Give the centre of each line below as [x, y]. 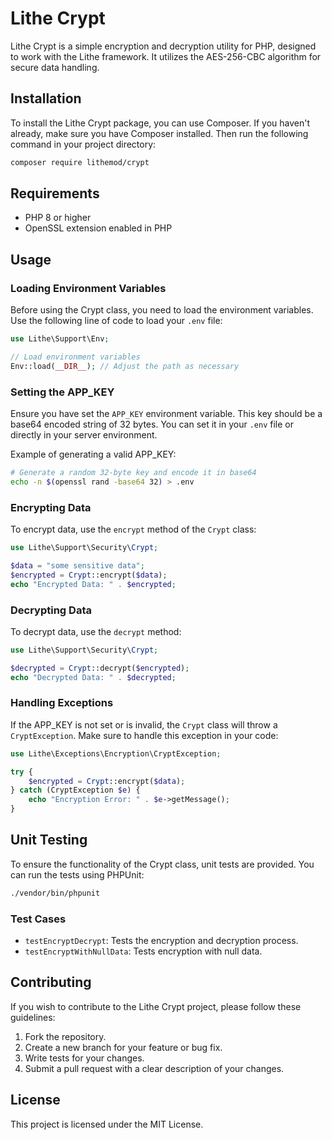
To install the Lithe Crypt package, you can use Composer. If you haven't [160, 123]
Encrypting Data [51, 507]
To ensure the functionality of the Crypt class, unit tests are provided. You [162, 864]
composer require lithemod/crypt [80, 162]
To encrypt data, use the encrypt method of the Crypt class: [133, 529]
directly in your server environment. [84, 435]
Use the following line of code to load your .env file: [116, 321]
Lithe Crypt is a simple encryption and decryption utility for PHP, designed [163, 46]
